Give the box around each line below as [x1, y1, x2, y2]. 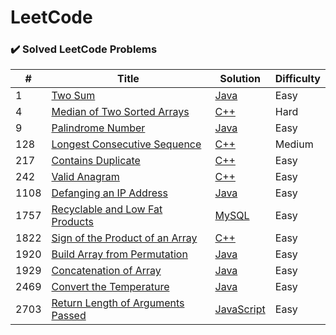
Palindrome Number [51, 121, 146, 135]
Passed [51, 309, 87, 323]
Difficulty [274, 72, 321, 86]
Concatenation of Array [51, 264, 162, 278]
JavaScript [214, 302, 266, 316]
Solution [219, 72, 261, 86]
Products [51, 215, 94, 229]
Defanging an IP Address [51, 186, 168, 200]
